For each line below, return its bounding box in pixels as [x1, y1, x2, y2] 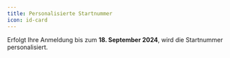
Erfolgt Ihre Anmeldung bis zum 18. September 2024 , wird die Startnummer [7, 35, 223, 43]
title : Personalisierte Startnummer [7, 10, 113, 17]
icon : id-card [7, 17, 48, 23]
